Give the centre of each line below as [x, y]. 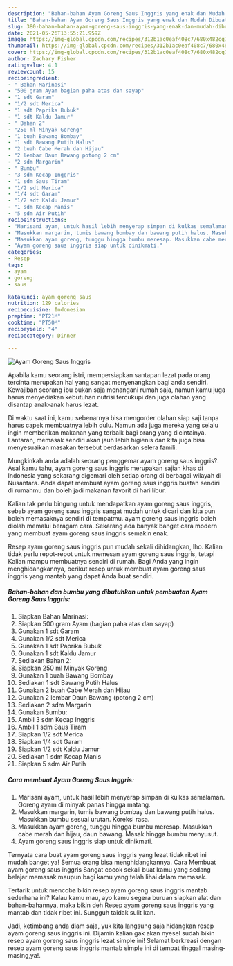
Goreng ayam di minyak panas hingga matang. [84, 804]
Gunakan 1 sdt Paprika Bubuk [60, 646]
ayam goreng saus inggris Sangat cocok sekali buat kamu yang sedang [110, 870]
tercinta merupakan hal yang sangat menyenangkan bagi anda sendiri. [108, 382]
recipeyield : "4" [33, 329]
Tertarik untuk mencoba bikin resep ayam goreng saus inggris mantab [108, 890]
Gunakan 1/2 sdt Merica [52, 639]
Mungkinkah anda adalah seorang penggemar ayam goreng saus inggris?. [114, 460]
